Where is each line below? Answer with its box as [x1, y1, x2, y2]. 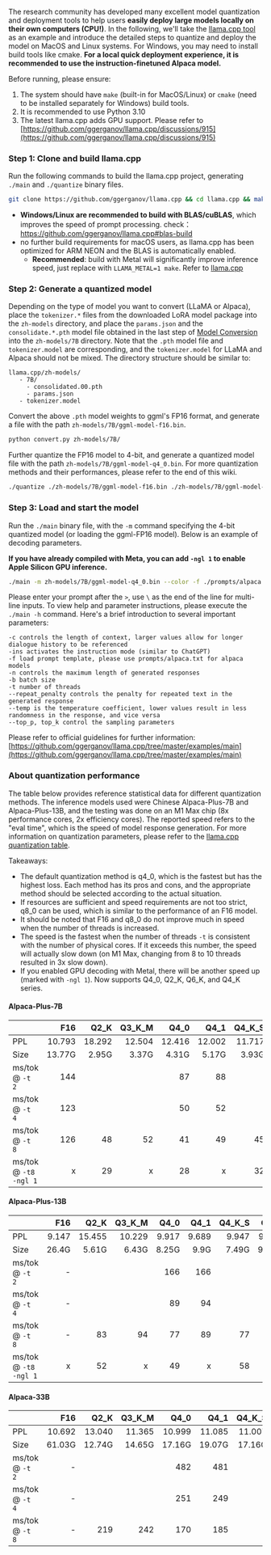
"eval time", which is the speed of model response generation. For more [8, 822, 248, 832]
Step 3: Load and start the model [8, 502, 140, 513]
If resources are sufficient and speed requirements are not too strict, [19, 897, 248, 906]
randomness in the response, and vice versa [8, 712, 161, 720]
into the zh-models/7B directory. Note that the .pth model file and [8, 336, 223, 346]
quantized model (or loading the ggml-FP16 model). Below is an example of [8, 529, 258, 539]
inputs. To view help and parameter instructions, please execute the [22, 601, 248, 611]
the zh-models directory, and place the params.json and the [8, 319, 203, 328]
